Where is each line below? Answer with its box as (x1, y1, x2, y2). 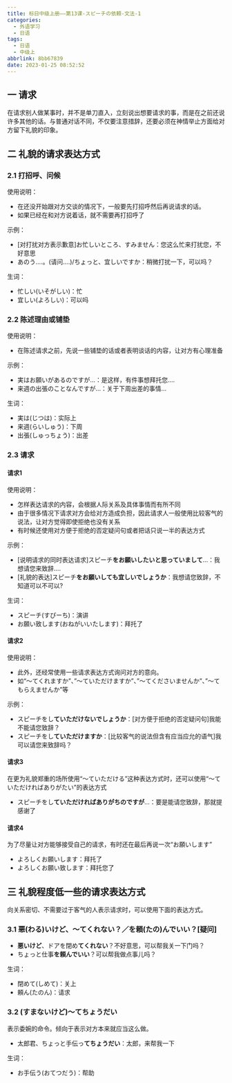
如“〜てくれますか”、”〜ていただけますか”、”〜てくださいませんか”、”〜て (17, 676, 220, 685)
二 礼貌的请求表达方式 (7, 148, 100, 160)
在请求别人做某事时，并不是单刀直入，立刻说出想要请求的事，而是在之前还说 (7, 109, 225, 117)
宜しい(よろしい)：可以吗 (17, 295, 89, 304)
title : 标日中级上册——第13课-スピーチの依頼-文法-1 (7, 10, 142, 17)
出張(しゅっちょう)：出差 (17, 431, 89, 439)
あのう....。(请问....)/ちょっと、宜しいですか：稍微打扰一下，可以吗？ (17, 257, 213, 266)
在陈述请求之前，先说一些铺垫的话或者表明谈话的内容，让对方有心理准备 (17, 347, 223, 355)
